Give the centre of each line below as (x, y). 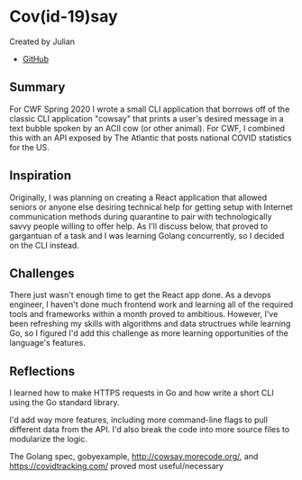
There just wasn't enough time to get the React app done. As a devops (141, 295)
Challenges (42, 273)
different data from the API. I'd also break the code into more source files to (150, 430)
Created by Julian (42, 41)
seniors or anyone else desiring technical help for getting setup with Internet (151, 207)
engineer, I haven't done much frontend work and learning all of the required (151, 304)
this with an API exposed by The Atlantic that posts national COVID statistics (151, 138)
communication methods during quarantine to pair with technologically (141, 216)
